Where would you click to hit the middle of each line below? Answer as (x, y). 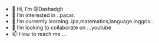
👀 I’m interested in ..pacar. (43, 15)
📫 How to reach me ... (39, 34)
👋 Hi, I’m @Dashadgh (37, 9)
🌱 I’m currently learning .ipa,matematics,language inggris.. (82, 21)
